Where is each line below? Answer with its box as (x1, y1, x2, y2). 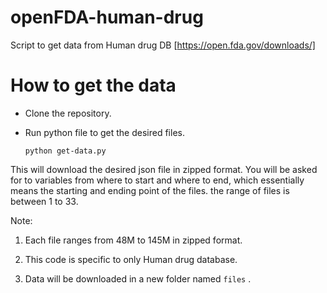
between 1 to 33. (10, 195, 79, 207)
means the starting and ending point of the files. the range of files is (10, 184, 290, 196)
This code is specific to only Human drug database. (24, 253, 238, 265)
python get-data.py (24, 146, 107, 156)
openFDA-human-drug (10, 6, 204, 29)
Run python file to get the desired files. (24, 126, 185, 138)
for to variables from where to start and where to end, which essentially (10, 174, 305, 186)
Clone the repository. (24, 107, 112, 119)
